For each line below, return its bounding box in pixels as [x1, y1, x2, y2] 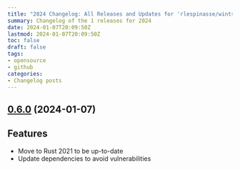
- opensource [7, 57, 46, 64]
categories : [7, 70, 43, 77]
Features [7, 128, 48, 140]
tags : [7, 51, 24, 58]
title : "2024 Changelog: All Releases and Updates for [7, 10, 174, 18]
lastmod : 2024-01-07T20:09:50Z [7, 30, 101, 38]
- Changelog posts [7, 76, 62, 84]
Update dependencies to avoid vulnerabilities [17, 154, 151, 163]
